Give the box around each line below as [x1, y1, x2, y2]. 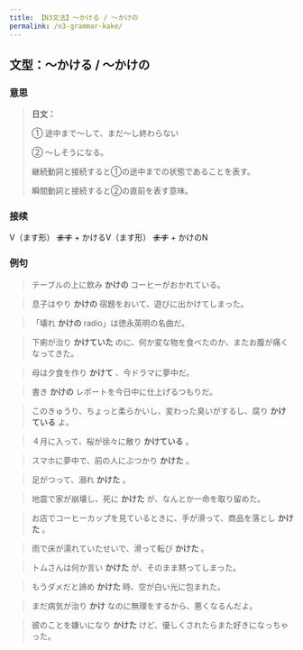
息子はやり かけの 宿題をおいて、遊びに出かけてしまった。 [31, 298, 249, 309]
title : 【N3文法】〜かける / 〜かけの [9, 13, 139, 23]
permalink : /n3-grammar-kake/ [9, 22, 124, 31]
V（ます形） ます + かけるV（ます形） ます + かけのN [9, 232, 209, 243]
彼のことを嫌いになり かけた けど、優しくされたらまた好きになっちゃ [31, 619, 289, 630]
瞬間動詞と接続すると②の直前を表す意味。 [31, 186, 194, 197]
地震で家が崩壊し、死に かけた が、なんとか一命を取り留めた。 [31, 493, 266, 504]
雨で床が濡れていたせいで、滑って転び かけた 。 [31, 543, 209, 554]
